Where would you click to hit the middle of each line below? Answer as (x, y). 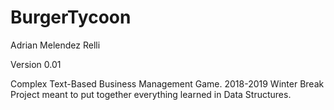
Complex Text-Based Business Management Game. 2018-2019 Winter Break (167, 83)
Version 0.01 (36, 64)
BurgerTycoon (71, 17)
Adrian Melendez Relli (55, 45)
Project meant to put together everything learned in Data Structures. (151, 94)
